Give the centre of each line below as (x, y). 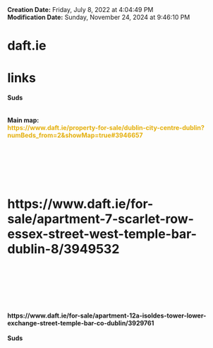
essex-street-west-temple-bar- (102, 234)
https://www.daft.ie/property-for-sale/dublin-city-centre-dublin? (106, 128)
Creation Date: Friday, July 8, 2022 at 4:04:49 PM (80, 10)
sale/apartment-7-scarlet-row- (101, 219)
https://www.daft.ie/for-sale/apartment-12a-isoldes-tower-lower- (107, 315)
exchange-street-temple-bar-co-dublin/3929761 (81, 323)
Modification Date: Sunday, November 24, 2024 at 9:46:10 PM (99, 17)
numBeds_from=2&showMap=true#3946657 (75, 135)
